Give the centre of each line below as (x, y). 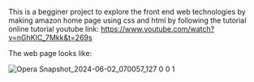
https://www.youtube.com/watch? (158, 29)
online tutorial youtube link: (54, 29)
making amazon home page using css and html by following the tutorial (127, 20)
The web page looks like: (50, 53)
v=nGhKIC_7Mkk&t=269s (50, 37)
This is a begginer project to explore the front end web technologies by (127, 12)
